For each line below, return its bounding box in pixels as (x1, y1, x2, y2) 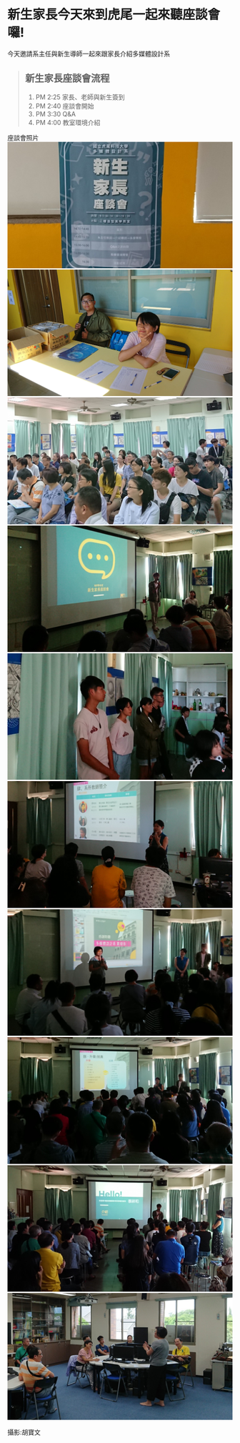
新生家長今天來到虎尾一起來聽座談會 (7, 6, 221, 23)
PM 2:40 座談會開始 (35, 101, 94, 110)
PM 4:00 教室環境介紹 (35, 118, 101, 127)
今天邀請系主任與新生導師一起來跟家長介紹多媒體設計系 (7, 49, 170, 58)
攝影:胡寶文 (7, 1427, 41, 1437)
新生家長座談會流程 (24, 72, 110, 84)
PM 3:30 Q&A (35, 109, 76, 118)
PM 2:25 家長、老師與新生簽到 (35, 92, 125, 101)
